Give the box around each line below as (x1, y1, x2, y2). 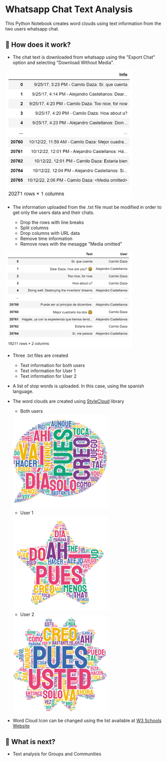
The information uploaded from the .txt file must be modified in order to (12, 204, 162, 210)
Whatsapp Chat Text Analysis (5, 4, 133, 15)
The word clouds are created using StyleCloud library (12, 398, 124, 404)
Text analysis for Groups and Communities (12, 751, 102, 757)
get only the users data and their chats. (12, 209, 95, 216)
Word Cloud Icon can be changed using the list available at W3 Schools (12, 717, 162, 723)
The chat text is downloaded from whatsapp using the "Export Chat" (12, 54, 155, 60)
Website (12, 723, 30, 729)
